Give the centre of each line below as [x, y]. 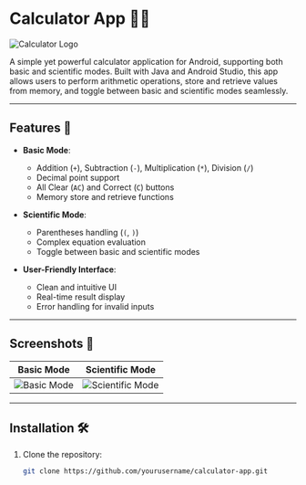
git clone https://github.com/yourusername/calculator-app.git [145, 471]
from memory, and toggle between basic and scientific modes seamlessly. [149, 90]
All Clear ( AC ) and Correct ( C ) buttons [105, 187]
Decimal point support [78, 177]
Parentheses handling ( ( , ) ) [87, 232]
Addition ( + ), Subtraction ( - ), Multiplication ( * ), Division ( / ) [145, 167]
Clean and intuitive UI [76, 287]
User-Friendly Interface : [69, 269]
